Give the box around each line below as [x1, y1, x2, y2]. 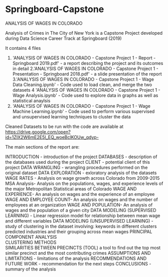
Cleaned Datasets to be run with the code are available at [5, 123, 124, 129]
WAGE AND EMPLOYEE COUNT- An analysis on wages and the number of [5, 196, 158, 202]
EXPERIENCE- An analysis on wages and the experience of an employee [5, 191, 155, 197]
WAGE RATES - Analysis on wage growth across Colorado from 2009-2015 [5, 175, 160, 181]
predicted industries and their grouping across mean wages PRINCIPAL [5, 228, 152, 235]
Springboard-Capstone [5, 4, 104, 15]
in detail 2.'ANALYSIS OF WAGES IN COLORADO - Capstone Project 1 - [12, 65, 159, 72]
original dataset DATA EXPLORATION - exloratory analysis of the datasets [5, 170, 157, 176]
